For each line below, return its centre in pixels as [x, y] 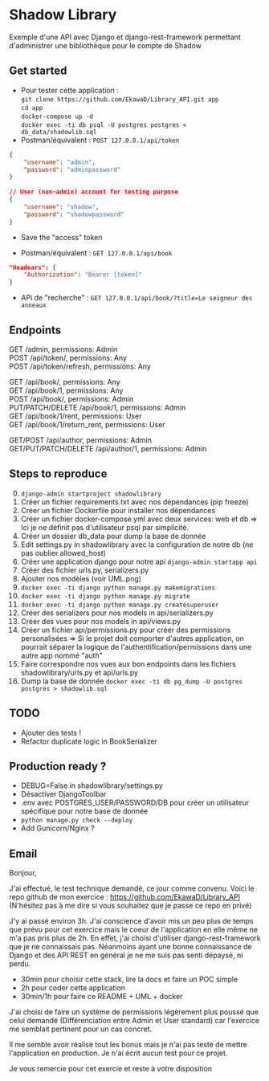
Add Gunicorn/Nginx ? [57, 828]
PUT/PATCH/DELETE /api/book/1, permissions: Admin [98, 407]
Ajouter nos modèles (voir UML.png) [81, 578]
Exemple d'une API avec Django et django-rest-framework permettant [125, 37]
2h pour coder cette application [73, 988]
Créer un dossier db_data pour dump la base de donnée [113, 536]
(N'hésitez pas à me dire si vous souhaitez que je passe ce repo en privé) [130, 906]
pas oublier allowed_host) [63, 553]
